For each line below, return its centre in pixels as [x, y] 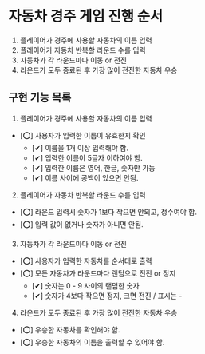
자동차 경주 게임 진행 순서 [86, 16]
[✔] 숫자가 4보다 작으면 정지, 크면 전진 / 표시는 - [107, 296]
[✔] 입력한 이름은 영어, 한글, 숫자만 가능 [93, 168]
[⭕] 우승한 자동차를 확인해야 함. [70, 329]
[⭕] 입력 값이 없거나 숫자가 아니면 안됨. [81, 224]
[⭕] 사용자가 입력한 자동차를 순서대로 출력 [86, 261]
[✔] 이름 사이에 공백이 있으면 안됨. [85, 177]
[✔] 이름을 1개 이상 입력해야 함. [80, 148]
